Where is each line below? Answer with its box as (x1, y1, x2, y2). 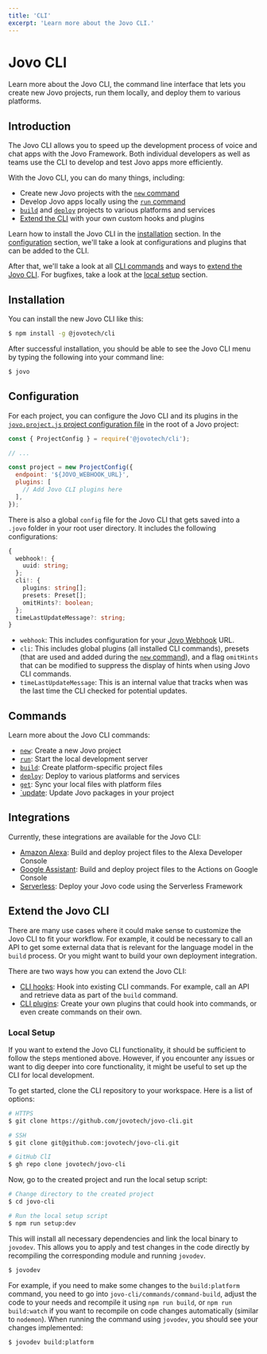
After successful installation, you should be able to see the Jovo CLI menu (8, 344, 251, 353)
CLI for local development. (8, 1070, 95, 1080)
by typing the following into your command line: (8, 352, 164, 362)
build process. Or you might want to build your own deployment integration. (8, 951, 257, 960)
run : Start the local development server (19, 754, 149, 764)
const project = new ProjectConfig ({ (8, 463, 133, 472)
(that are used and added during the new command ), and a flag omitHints (19, 652, 259, 662)
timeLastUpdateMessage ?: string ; (15, 613, 126, 621)
